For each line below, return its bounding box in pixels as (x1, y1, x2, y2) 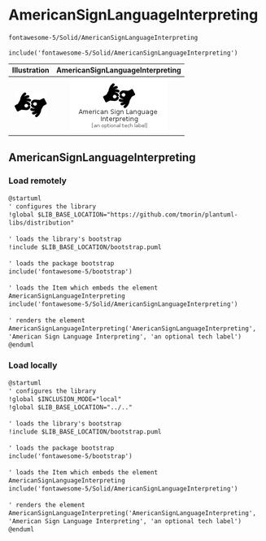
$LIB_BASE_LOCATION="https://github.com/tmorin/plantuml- (37, 210, 238, 219)
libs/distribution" (8, 218, 75, 227)
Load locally (8, 360, 58, 371)
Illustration (11, 65, 50, 75)
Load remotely (8, 175, 68, 186)
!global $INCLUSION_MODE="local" (8, 395, 122, 404)
